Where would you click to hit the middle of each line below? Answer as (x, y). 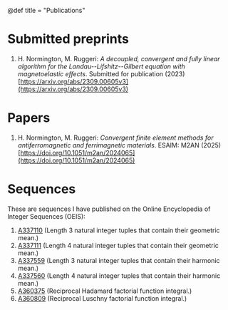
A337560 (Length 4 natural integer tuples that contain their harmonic (119, 275)
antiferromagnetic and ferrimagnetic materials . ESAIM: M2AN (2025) (119, 145)
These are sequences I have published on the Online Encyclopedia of (109, 209)
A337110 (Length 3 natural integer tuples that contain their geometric (119, 230)
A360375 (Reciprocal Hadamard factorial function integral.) (105, 291)
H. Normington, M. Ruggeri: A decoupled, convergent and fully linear (119, 58)
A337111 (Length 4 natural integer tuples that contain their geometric (118, 245)
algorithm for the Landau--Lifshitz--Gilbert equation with (101, 66)
